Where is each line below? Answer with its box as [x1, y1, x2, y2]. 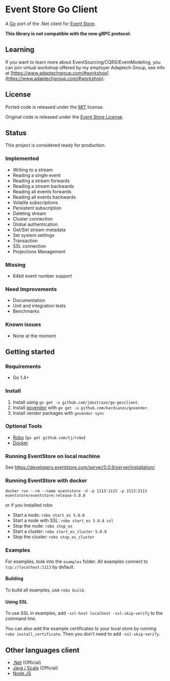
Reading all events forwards [12, 188, 71, 194]
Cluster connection [12, 215, 53, 222]
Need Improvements [5, 286, 57, 293]
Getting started [5, 347, 55, 356]
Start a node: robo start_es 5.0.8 [12, 512, 85, 518]
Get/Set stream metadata [12, 227, 66, 233]
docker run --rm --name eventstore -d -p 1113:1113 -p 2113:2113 [5, 489, 147, 494]
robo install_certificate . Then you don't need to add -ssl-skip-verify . [5, 631, 161, 637]
